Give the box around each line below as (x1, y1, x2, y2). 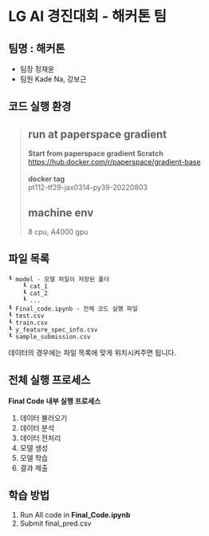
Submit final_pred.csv (19, 518, 92, 528)
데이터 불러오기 (19, 413, 68, 423)
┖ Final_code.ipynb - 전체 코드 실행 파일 (8, 304, 138, 312)
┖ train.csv (8, 319, 48, 327)
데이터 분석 (19, 423, 55, 432)
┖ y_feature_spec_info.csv (8, 325, 98, 334)
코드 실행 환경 (8, 100, 72, 113)
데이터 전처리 (19, 433, 61, 443)
